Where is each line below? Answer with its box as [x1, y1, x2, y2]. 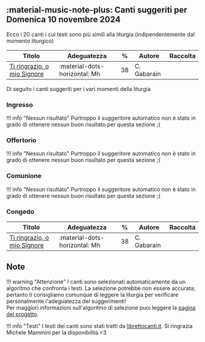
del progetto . [6, 310, 39, 318]
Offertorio [6, 136, 37, 145]
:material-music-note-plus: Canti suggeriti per [6, 5, 187, 15]
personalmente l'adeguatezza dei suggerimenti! [6, 297, 126, 305]
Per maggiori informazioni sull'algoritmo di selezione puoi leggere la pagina [6, 304, 196, 311]
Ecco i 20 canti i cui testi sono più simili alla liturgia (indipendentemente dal [6, 31, 195, 38]
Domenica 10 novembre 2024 [6, 15, 121, 25]
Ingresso [6, 100, 34, 109]
